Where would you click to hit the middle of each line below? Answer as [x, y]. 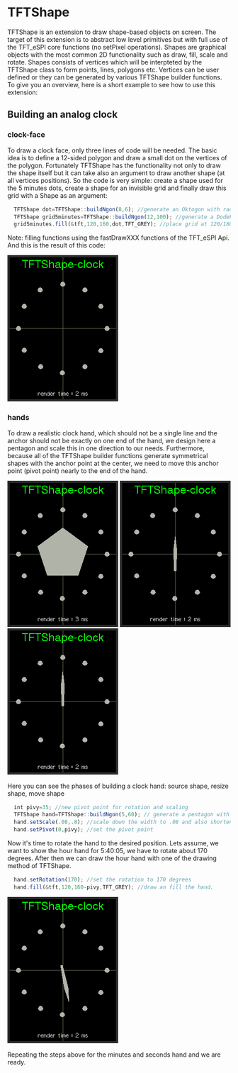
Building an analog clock [63, 115]
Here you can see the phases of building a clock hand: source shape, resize [118, 786]
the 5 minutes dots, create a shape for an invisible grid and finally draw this [117, 188]
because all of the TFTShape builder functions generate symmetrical [108, 455]
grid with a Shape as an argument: [57, 195]
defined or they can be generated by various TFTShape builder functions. [115, 77]
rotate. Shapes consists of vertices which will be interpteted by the [105, 62]
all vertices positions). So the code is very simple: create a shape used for [115, 180]
